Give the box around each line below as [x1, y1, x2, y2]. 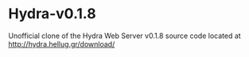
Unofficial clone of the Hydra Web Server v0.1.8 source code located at [8, 31, 241, 40]
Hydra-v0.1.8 [8, 5, 97, 23]
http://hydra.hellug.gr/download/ [8, 39, 115, 48]
